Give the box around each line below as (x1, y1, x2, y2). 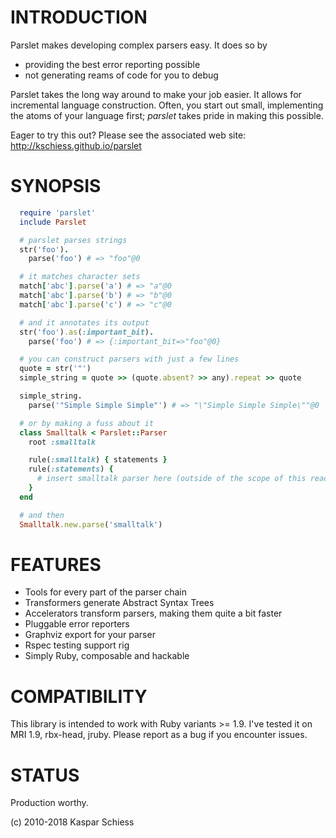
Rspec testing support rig (24, 639, 130, 651)
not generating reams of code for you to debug (24, 69, 219, 81)
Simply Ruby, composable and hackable (24, 650, 190, 662)
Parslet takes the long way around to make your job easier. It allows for (10, 88, 302, 100)
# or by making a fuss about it (19, 418, 155, 428)
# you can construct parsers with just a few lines (19, 354, 240, 365)
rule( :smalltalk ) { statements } (28, 455, 168, 465)
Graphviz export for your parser (24, 629, 156, 641)
